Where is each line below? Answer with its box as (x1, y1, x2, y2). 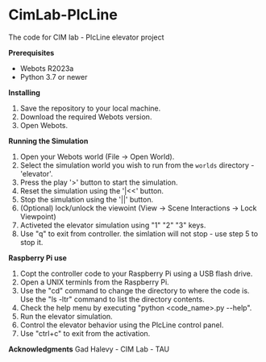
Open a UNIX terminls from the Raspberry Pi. (19, 277, 169, 287)
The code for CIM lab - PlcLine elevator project (8, 32, 164, 42)
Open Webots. (19, 120, 69, 130)
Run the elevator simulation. (19, 311, 113, 321)
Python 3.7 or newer (19, 72, 88, 81)
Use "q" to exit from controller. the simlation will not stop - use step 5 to (19, 228, 259, 239)
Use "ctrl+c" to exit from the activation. (19, 328, 151, 338)
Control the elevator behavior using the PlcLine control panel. (19, 320, 224, 330)
